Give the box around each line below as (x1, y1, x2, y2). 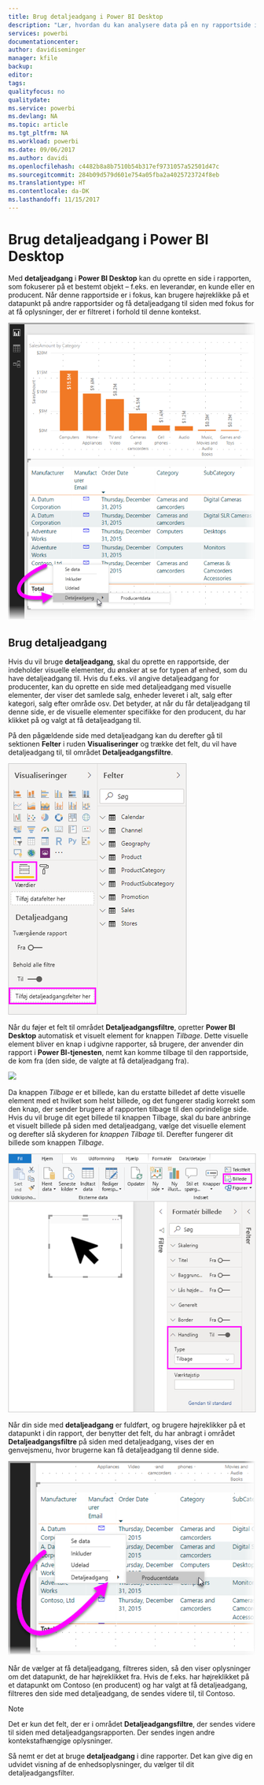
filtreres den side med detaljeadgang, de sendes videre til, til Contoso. (8, 1689, 236, 1698)
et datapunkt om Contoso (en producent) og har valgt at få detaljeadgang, (8, 1680, 247, 1690)
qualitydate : (8, 95, 51, 104)
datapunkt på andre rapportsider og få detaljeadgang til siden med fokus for (8, 298, 255, 307)
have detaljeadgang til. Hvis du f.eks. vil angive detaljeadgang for (8, 674, 220, 684)
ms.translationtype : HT (8, 179, 86, 187)
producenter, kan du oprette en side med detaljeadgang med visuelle (8, 682, 232, 691)
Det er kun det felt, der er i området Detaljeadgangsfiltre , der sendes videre (8, 1720, 255, 1729)
